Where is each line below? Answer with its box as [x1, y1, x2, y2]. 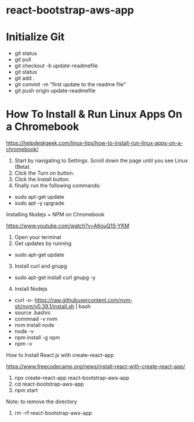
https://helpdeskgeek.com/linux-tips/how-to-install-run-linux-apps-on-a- [6, 139, 183, 147]
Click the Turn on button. [14, 169, 75, 176]
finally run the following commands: [14, 182, 101, 189]
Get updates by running [14, 240, 72, 247]
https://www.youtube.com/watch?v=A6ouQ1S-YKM [6, 222, 130, 229]
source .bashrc [14, 309, 51, 316]
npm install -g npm [14, 334, 60, 341]
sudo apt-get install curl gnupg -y [14, 274, 96, 281]
